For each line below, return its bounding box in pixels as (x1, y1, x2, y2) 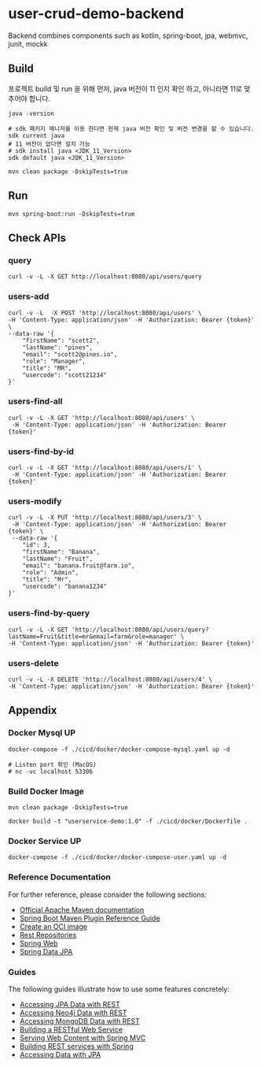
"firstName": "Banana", (22, 548, 101, 556)
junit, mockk (8, 39, 48, 48)
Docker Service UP (8, 835, 82, 846)
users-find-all (8, 396, 63, 407)
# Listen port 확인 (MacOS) (8, 760, 97, 768)
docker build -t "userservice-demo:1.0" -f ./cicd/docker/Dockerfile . (8, 817, 248, 826)
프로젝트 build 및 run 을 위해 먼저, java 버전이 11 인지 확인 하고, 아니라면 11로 (8, 84, 242, 93)
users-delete (8, 657, 59, 668)
